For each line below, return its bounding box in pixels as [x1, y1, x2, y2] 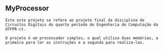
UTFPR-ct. [5, 27, 26, 32]
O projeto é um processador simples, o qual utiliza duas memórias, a [5, 35, 158, 40]
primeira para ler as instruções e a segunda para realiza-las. [5, 40, 145, 45]
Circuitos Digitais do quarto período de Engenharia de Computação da [5, 22, 158, 27]
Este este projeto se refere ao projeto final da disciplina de [5, 17, 145, 22]
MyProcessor [5, 4, 49, 13]
